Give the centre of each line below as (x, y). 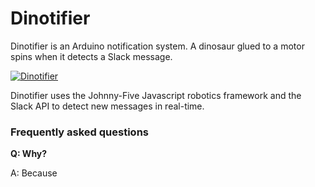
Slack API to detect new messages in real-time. (107, 106)
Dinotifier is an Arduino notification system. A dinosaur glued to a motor (157, 46)
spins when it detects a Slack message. (91, 56)
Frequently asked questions (79, 132)
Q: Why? (29, 154)
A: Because (34, 173)
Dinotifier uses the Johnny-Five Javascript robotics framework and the (156, 95)
